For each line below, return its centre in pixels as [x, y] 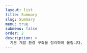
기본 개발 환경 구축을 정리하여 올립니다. [46, 43]
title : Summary [21, 15]
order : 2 [14, 33]
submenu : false [21, 29]
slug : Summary [20, 19]
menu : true [17, 24]
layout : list [19, 10]
